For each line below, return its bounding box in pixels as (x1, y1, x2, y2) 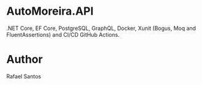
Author (6, 53, 43, 67)
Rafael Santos (6, 72, 42, 80)
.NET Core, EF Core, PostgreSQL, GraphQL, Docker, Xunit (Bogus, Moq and (6, 24, 196, 32)
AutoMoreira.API (6, 4, 94, 18)
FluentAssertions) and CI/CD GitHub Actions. (6, 31, 120, 38)
